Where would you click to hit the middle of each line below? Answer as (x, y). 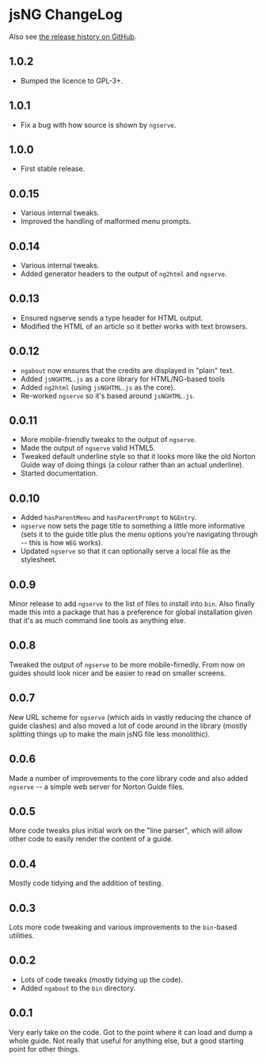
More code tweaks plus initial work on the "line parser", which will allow (126, 830)
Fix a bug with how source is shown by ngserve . (98, 125)
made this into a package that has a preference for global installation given (131, 612)
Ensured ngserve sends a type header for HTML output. (112, 317)
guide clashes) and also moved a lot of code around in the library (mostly (128, 725)
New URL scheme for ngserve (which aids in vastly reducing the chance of (130, 717)
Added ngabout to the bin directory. (78, 988)
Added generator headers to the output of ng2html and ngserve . (124, 274)
